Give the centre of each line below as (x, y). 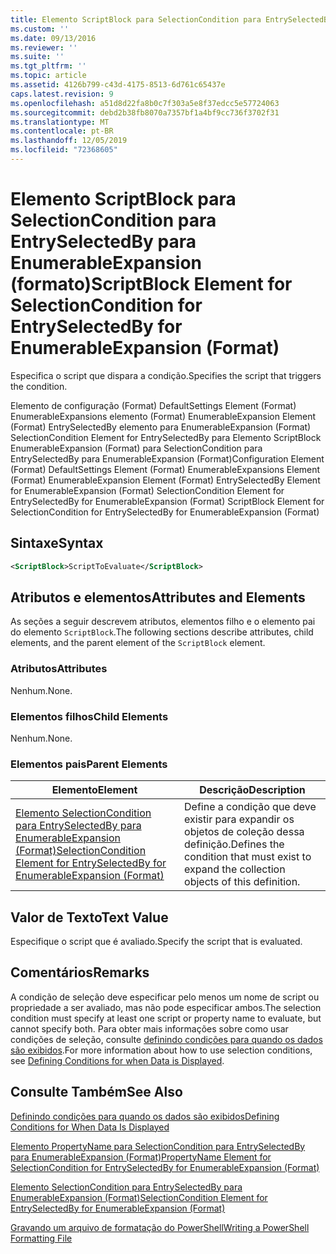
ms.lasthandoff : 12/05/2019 (69, 141)
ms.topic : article (48, 76)
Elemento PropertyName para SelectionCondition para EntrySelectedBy (158, 1146)
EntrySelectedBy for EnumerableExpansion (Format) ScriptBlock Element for (167, 501)
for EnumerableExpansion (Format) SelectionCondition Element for (147, 490)
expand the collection (235, 869)
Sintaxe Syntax (57, 543)
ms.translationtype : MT (60, 122)
